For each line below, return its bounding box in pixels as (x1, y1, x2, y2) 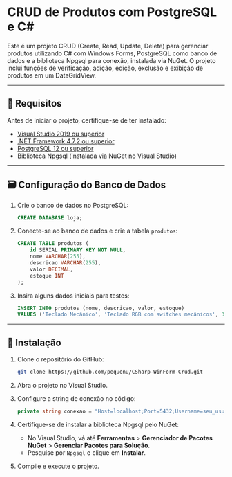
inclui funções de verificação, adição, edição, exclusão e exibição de (7, 64, 204, 72)
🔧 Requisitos (7, 98, 62, 109)
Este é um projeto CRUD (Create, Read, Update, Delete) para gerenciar (7, 42, 209, 50)
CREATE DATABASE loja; (17, 214, 83, 222)
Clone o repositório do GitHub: (17, 355, 105, 363)
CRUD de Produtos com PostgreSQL (7, 4, 217, 20)
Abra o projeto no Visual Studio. (17, 381, 108, 389)
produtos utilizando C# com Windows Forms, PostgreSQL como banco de (7, 49, 217, 57)
